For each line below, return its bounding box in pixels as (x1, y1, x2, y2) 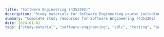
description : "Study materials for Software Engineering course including (5, 12, 161, 16)
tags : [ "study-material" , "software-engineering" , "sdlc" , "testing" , (5, 25, 152, 30)
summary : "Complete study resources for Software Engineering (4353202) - (5, 16, 161, 21)
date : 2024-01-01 (5, 20, 41, 25)
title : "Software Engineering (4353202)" (5, 7, 91, 12)
